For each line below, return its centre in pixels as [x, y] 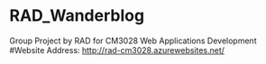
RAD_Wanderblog [77, 16]
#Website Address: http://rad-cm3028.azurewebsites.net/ [117, 50]
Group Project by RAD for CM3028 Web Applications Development [133, 41]
